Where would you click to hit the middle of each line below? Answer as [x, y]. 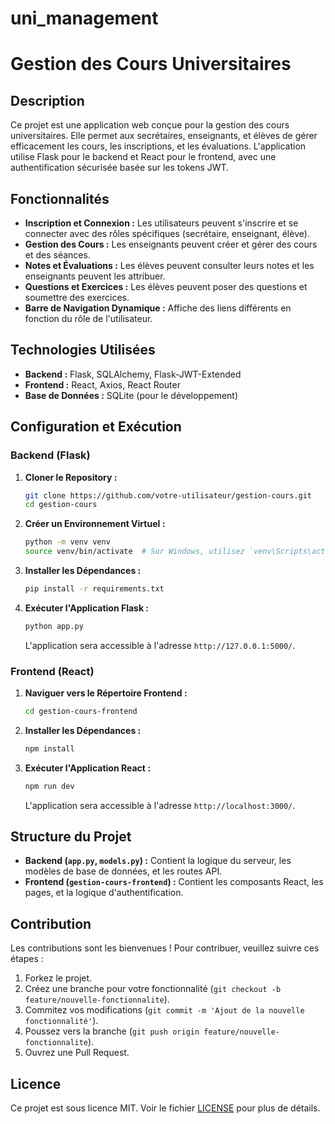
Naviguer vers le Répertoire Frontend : [106, 693]
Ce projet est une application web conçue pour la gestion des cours [150, 125]
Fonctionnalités [60, 198]
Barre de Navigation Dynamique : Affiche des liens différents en [158, 308]
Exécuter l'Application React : [87, 768]
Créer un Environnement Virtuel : [95, 524]
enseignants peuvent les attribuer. [95, 276]
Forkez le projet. [58, 978]
